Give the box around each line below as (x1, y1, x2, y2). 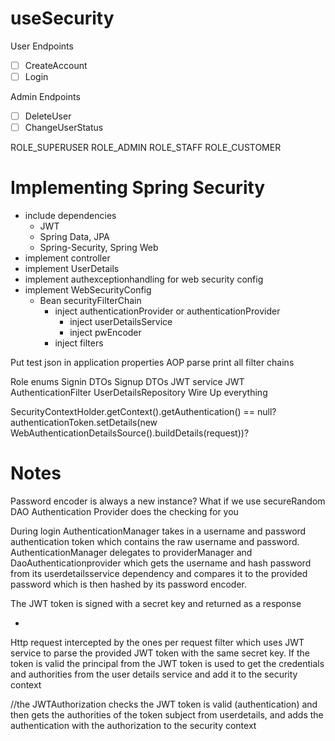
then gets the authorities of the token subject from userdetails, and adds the (10, 709, 324, 721)
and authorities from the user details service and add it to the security (10, 668, 298, 681)
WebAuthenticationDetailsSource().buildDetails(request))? (10, 427, 250, 439)
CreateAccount (24, 59, 88, 71)
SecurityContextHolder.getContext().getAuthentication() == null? (10, 406, 277, 418)
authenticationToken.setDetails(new (10, 417, 158, 429)
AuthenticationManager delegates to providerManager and (10, 547, 253, 559)
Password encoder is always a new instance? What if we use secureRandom (10, 495, 326, 507)
